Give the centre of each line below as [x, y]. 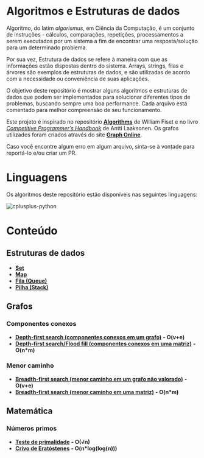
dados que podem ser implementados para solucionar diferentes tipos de [98, 97]
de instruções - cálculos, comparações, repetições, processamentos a [95, 34]
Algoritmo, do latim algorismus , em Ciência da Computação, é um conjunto [100, 28]
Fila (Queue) [31, 281]
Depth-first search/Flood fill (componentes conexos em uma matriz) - [105, 343]
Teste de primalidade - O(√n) [52, 442]
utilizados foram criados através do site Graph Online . [74, 135]
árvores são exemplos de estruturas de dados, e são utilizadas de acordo [98, 72]
